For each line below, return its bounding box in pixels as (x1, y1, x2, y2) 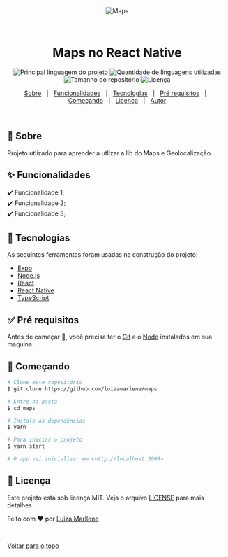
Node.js (17, 272, 40, 280)
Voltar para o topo (7, 542, 59, 550)
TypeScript (17, 294, 50, 302)
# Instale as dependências (7, 417, 86, 424)
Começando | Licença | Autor (68, 96, 167, 104)
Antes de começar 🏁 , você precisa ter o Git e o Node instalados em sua (7, 332, 213, 341)
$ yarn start (7, 443, 45, 450)
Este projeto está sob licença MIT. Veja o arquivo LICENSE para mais (7, 493, 204, 502)
